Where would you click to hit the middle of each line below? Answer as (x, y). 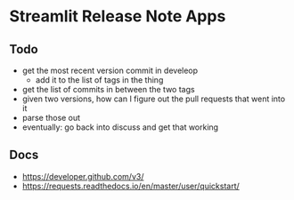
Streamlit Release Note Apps (118, 16)
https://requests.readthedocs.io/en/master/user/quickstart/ (131, 186)
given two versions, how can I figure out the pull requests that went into (154, 99)
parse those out (51, 118)
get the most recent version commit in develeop (110, 70)
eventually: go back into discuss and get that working (120, 127)
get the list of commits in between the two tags (108, 89)
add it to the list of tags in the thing (99, 80)
